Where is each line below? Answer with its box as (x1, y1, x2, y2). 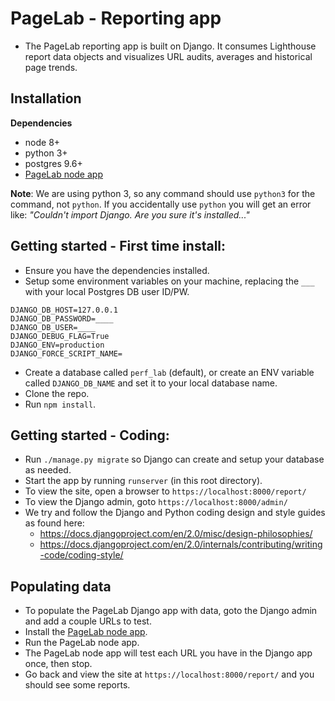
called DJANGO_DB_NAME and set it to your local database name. (24, 377, 278, 389)
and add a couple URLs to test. (24, 615, 152, 627)
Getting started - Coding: (10, 427, 170, 444)
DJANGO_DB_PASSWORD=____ (10, 313, 114, 324)
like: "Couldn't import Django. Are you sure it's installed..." (10, 208, 250, 221)
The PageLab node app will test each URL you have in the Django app (24, 647, 313, 659)
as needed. (24, 464, 72, 476)
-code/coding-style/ (39, 549, 124, 561)
